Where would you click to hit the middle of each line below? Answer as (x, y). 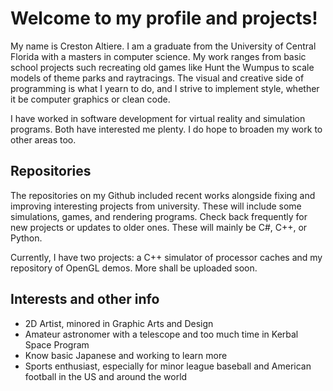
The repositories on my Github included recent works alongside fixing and (163, 195)
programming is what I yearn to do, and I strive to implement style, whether (165, 88)
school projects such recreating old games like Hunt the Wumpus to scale (162, 67)
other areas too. (43, 139)
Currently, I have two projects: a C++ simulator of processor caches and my (166, 257)
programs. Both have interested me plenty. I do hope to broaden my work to (166, 129)
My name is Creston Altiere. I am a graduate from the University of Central (163, 46)
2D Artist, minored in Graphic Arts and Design (119, 323)
